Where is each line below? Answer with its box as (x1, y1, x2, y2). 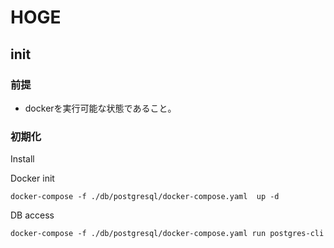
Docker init (10, 172, 55, 185)
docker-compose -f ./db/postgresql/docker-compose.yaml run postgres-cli (10, 229, 325, 239)
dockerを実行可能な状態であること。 (24, 102, 177, 114)
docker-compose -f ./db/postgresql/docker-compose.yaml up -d (10, 192, 280, 202)
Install (10, 153, 35, 165)
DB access (10, 209, 55, 221)
